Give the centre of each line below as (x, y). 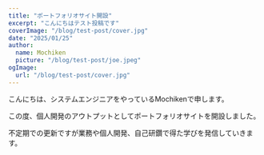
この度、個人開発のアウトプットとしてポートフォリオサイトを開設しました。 (134, 116)
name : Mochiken (41, 53)
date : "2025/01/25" (41, 38)
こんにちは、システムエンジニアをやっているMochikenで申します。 (118, 99)
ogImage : (23, 68)
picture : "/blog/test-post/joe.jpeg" (78, 61)
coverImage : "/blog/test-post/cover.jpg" (78, 30)
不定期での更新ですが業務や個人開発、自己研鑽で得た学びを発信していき (127, 133)
